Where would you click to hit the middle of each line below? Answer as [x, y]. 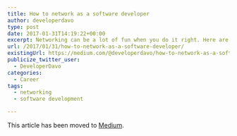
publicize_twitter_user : [44, 60]
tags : [15, 86]
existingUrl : [26, 54]
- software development [48, 99]
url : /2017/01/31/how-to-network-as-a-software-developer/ [96, 47]
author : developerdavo [41, 20]
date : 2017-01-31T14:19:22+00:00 [56, 33]
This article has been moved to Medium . [66, 125]
